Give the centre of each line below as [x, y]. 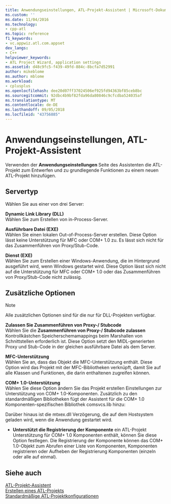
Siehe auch [23, 473]
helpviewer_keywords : [28, 57]
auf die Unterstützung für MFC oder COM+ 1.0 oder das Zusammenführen [83, 272]
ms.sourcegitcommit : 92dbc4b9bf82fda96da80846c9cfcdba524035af [74, 95]
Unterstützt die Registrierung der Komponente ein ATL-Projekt [79, 430]
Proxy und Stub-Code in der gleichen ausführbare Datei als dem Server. [81, 347]
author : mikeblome [25, 72]
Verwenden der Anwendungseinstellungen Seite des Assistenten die [78, 164]
